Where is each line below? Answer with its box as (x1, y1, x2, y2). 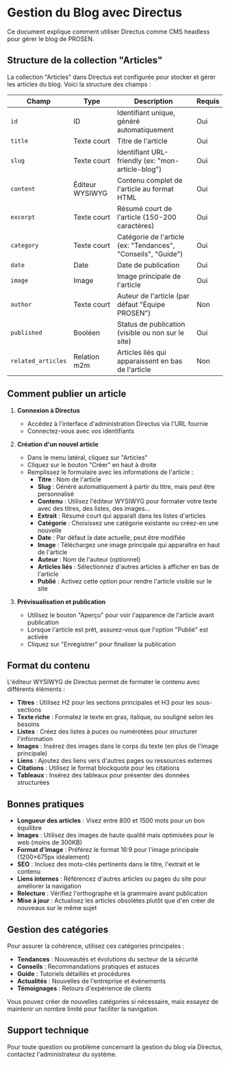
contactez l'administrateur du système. (7, 1050, 118, 1058)
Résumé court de (116, 203, 172, 213)
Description (133, 96, 173, 105)
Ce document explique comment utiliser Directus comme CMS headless (7, 27, 210, 36)
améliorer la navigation (16, 882, 82, 890)
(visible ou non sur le (116, 327, 185, 337)
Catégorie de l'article (116, 231, 185, 241)
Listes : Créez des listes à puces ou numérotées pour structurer (16, 727, 198, 736)
